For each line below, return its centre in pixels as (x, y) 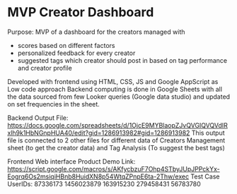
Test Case (205, 176)
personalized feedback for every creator (76, 53)
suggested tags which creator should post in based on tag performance (122, 60)
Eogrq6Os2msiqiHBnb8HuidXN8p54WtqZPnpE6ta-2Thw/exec (98, 176)
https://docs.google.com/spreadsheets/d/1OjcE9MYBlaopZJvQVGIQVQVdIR (118, 125)
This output (208, 133)
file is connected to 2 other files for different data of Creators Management (116, 140)
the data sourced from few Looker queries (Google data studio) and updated (119, 97)
